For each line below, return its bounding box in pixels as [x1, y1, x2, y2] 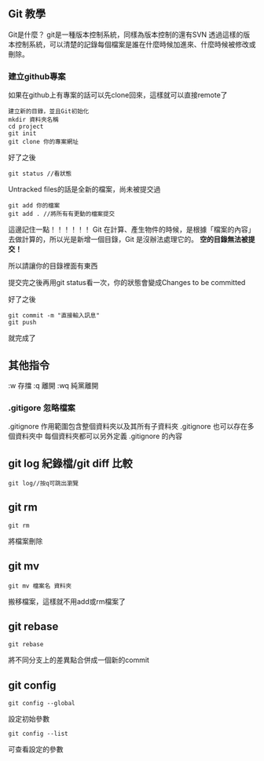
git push [8, 319, 37, 327]
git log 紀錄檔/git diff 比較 [8, 456, 133, 470]
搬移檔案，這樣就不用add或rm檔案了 [8, 596, 126, 606]
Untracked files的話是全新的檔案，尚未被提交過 [8, 185, 161, 194]
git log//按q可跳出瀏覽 [8, 480, 79, 488]
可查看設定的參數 [8, 745, 64, 754]
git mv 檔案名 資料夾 [8, 582, 72, 590]
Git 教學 [8, 7, 46, 21]
